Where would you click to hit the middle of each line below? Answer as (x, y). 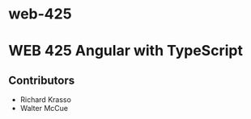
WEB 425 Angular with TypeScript (125, 51)
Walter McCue (44, 109)
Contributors (42, 80)
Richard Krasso (45, 100)
